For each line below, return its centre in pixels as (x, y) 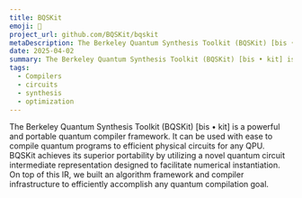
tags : (19, 68)
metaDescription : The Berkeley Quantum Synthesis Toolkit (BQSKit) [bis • (152, 43)
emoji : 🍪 (26, 26)
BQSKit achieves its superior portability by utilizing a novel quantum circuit (147, 156)
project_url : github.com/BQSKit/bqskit (84, 34)
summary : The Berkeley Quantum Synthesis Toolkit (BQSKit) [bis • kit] (146, 59)
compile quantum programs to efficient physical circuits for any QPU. (137, 146)
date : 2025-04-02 (42, 51)
